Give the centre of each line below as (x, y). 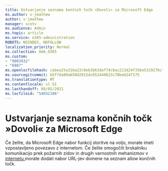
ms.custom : (16, 56)
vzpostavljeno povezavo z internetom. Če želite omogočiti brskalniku (76, 148)
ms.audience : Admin (25, 28)
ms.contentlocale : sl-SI (31, 84)
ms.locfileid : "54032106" (32, 93)
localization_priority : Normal (38, 47)
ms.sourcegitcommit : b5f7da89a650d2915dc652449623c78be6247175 (72, 75)
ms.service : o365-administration (40, 38)
